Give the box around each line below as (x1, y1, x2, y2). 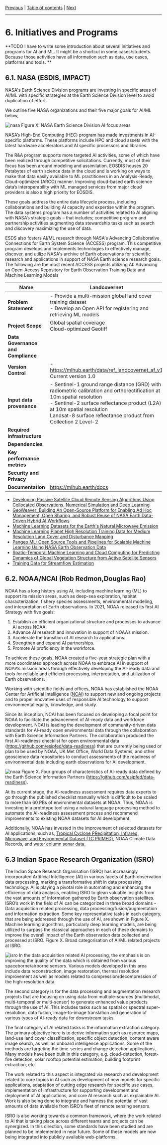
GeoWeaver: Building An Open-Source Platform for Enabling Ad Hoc (12, 507, 152, 513)
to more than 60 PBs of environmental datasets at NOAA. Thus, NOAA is (5, 799, 153, 805)
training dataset (50, 298, 87, 305)
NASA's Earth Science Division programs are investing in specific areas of (5, 87, 157, 93)
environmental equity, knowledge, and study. (5, 701, 97, 708)
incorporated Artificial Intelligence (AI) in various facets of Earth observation (5, 874, 162, 880)
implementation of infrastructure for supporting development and (5, 1087, 139, 1093)
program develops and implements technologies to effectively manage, (5, 245, 151, 251)
